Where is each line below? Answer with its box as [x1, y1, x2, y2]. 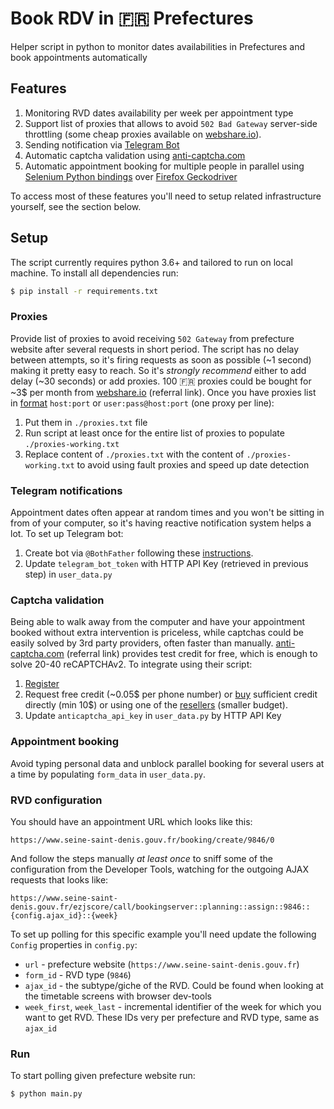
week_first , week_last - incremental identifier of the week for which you [24, 1000, 322, 1012]
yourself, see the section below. [10, 200, 142, 212]
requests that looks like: [10, 873, 109, 886]
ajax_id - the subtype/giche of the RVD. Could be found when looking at [24, 979, 324, 991]
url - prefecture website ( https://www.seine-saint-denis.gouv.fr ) [24, 958, 300, 970]
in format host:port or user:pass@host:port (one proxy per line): [10, 397, 275, 409]
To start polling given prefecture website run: [10, 1070, 196, 1082]
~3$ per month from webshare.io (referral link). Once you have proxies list [10, 386, 317, 398]
